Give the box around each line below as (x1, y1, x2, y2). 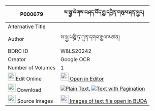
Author (8, 35, 24, 42)
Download (17, 87, 42, 93)
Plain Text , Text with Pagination (65, 85, 145, 92)
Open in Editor (70, 75, 104, 82)
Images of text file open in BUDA (70, 98, 147, 104)
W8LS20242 (60, 48, 92, 54)
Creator (8, 56, 26, 63)
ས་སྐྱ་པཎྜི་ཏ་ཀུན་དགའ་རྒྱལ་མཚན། (60, 34, 120, 40)
